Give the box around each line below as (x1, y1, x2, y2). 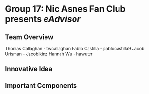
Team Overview (5, 33, 54, 41)
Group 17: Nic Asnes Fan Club (5, 3, 126, 15)
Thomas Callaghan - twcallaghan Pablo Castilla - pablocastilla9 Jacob (5, 46, 145, 51)
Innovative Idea (5, 65, 53, 73)
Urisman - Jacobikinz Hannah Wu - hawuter (5, 51, 93, 57)
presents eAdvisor (5, 14, 81, 25)
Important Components (5, 81, 77, 90)
